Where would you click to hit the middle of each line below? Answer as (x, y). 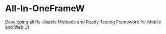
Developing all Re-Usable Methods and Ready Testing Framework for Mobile (83, 22)
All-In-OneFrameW (45, 8)
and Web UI (17, 27)
